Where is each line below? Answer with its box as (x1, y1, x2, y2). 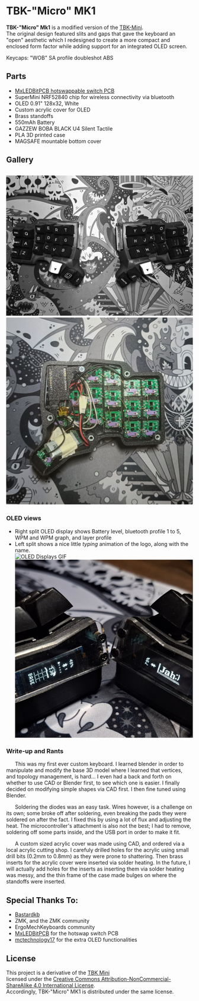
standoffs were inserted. (6, 878, 66, 885)
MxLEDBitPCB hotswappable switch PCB (14, 87, 115, 94)
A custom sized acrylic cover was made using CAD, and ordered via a (14, 840, 185, 847)
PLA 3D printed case (14, 131, 66, 138)
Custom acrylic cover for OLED (14, 106, 91, 113)
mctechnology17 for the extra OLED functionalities (14, 936, 137, 943)
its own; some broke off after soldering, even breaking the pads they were (6, 810, 187, 817)
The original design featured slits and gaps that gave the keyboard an (6, 30, 176, 37)
